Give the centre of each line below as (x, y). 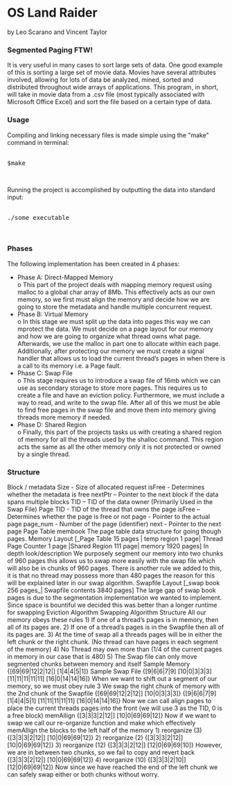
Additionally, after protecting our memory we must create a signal (110, 351)
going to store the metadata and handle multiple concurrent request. (115, 307)
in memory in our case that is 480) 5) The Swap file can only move (102, 657)
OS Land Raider (53, 13)
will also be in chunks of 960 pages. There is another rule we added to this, (115, 568)
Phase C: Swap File (45, 373)
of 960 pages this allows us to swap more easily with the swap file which (111, 561)
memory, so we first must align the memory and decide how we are (113, 299)
